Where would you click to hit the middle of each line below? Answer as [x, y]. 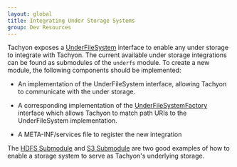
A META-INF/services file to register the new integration [100, 135]
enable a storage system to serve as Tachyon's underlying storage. [106, 156]
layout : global [30, 14]
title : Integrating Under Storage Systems [71, 21]
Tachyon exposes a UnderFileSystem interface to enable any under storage [118, 48]
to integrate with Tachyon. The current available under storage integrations [117, 55]
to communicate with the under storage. [77, 92]
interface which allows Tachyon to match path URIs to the [102, 113]
